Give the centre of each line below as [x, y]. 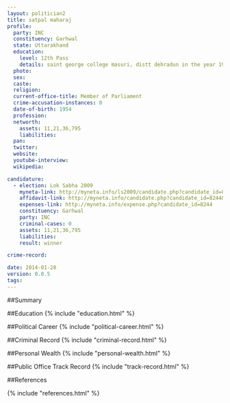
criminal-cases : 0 [46, 224]
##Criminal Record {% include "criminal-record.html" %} [87, 340]
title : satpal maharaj [39, 20]
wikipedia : [29, 166]
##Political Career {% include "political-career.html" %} [86, 326]
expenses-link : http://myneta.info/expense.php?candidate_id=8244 [116, 205]
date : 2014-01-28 [32, 268]
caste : [23, 84]
